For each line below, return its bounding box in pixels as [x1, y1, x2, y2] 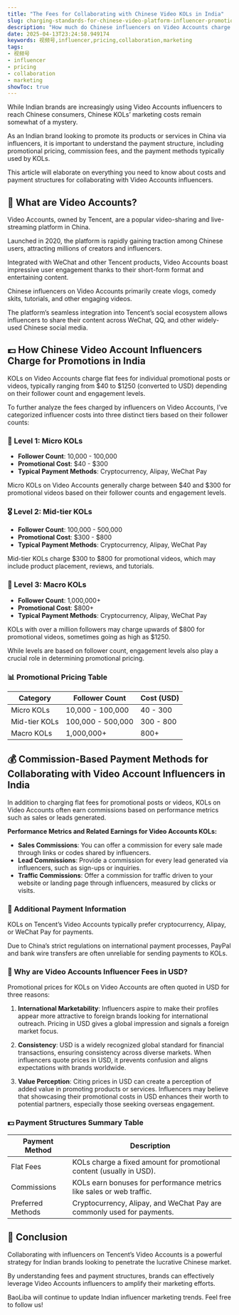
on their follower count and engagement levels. [7, 389, 146, 397]
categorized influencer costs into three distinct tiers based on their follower [7, 410, 228, 419]
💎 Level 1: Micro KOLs [7, 436, 83, 446]
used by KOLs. [7, 154, 51, 163]
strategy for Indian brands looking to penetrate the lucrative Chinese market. [7, 1257, 232, 1266]
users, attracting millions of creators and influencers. [7, 244, 162, 253]
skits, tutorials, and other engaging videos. [7, 295, 133, 303]
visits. [17, 886, 36, 894]
